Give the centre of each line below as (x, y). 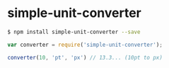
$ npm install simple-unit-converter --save (74, 32)
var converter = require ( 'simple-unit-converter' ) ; (85, 45)
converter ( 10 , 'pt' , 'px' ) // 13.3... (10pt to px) (85, 57)
